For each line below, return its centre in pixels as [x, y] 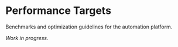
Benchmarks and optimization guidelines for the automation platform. [89, 27]
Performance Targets [59, 11]
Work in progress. [27, 38]
